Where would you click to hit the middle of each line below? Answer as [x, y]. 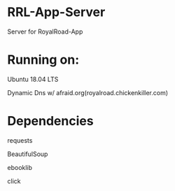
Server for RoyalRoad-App [45, 31]
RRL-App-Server [56, 12]
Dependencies [50, 121]
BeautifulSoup [28, 154]
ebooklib [20, 167]
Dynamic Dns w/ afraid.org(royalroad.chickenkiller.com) [88, 92]
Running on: [43, 60]
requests [20, 140]
